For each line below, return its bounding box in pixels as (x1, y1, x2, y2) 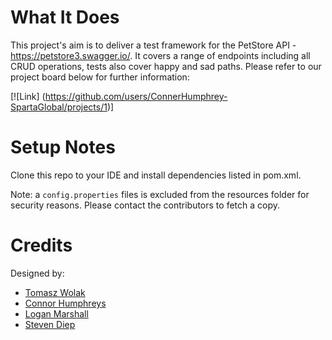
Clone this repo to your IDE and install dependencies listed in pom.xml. (10, 169, 302, 181)
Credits (10, 234, 73, 257)
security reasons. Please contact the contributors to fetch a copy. (10, 199, 280, 211)
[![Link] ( (10, 90, 46, 102)
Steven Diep (24, 318, 76, 330)
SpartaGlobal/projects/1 (10, 101, 108, 113)
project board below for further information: (10, 71, 190, 83)
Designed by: (10, 267, 65, 279)
